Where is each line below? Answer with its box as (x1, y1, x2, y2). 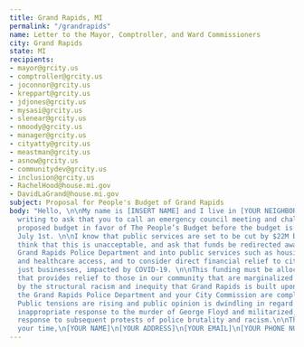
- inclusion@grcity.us (9, 173, 95, 182)
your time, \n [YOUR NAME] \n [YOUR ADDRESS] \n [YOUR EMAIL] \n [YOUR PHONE (17, 324, 285, 333)
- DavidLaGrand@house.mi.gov (9, 190, 119, 199)
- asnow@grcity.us (9, 155, 79, 165)
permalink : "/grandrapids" (9, 22, 111, 31)
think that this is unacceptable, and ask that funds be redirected (17, 240, 281, 249)
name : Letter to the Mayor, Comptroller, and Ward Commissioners (9, 30, 261, 39)
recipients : (9, 55, 54, 64)
